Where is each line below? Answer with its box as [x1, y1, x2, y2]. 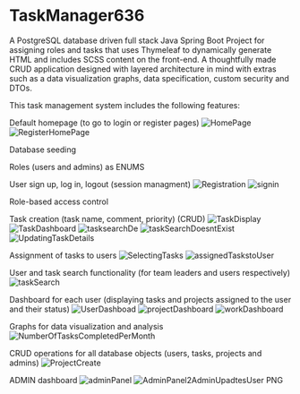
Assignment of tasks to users [9, 250, 117, 261]
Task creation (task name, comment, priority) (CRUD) [9, 213, 206, 224]
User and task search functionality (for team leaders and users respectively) [9, 267, 291, 278]
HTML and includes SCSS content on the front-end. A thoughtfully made [9, 54, 277, 64]
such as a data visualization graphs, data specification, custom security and [9, 73, 289, 83]
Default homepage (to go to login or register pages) [9, 117, 200, 128]
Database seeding [9, 144, 77, 155]
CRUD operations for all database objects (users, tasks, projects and [9, 347, 262, 358]
